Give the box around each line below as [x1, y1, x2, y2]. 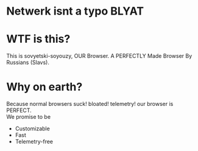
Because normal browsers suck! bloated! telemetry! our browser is [6, 100, 174, 108]
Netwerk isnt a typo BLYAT [6, 4, 144, 18]
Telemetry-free [15, 138, 54, 146]
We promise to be [6, 113, 51, 121]
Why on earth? [6, 80, 83, 94]
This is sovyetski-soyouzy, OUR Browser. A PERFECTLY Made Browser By [6, 52, 193, 60]
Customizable [15, 125, 50, 132]
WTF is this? [6, 32, 71, 46]
